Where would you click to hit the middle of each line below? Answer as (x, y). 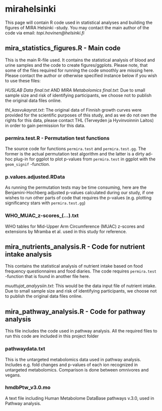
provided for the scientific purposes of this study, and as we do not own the (81, 115)
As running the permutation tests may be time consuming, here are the (76, 187)
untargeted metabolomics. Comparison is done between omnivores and (77, 370)
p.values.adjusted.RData (35, 176)
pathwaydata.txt (25, 349)
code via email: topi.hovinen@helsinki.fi (45, 33)
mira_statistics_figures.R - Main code (63, 48)
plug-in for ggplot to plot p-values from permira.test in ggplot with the (85, 159)
